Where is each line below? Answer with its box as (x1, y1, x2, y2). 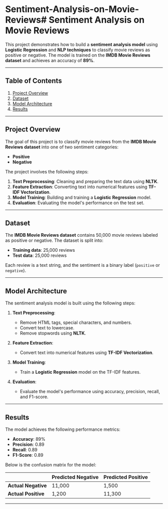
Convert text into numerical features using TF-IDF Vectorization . (19, 350, 153, 356)
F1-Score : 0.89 (12, 452, 43, 458)
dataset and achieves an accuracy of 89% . (5, 57, 95, 63)
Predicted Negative (51, 474, 99, 480)
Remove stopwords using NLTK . (19, 330, 86, 336)
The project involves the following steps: (5, 168, 89, 175)
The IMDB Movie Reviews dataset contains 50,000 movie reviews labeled (5, 232, 158, 238)
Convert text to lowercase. (19, 325, 75, 331)
